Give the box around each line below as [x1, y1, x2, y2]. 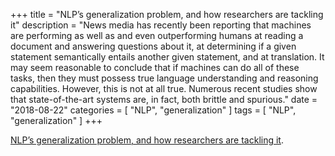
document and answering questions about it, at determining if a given [10, 40, 297, 52]
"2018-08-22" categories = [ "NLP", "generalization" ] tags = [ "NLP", [10, 104, 297, 116]
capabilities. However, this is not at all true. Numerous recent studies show [10, 83, 318, 94]
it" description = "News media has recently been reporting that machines [10, 19, 312, 31]
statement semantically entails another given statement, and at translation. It [10, 51, 325, 63]
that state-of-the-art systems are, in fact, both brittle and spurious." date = [10, 94, 318, 105]
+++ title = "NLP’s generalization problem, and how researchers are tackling [10, 9, 324, 20]
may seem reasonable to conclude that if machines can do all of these [10, 62, 300, 73]
